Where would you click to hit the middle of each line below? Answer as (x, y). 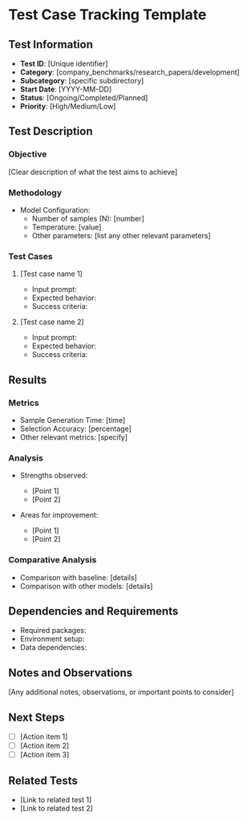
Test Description (51, 131)
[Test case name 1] (51, 274)
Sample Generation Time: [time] (73, 420)
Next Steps (36, 717)
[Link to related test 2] (57, 808)
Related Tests (43, 780)
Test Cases (31, 256)
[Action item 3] (45, 755)
